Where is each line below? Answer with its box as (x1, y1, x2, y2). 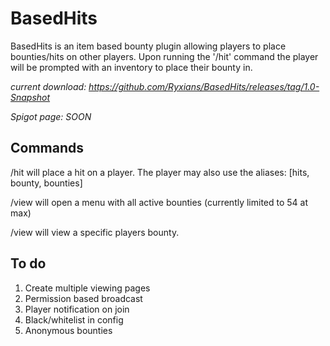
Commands (10, 140, 85, 157)
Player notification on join (24, 303, 130, 315)
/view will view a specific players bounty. (10, 226, 180, 238)
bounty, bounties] (10, 177, 83, 189)
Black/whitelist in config (24, 313, 124, 326)
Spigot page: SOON (10, 110, 92, 122)
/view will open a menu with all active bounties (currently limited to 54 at (10, 196, 309, 208)
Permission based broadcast (24, 292, 143, 304)
